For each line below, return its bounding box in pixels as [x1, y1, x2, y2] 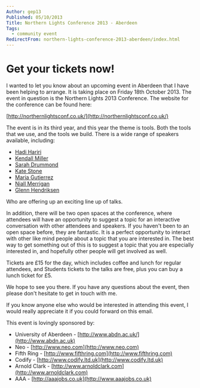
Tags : [6, 25, 20, 32]
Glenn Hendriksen [14, 186, 60, 193]
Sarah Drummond [14, 161, 59, 168]
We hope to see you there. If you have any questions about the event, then [6, 283, 190, 290]
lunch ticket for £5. [6, 272, 53, 279]
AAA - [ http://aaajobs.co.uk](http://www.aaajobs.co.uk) [14, 375, 152, 382]
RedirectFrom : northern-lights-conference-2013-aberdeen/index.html [6, 36, 180, 42]
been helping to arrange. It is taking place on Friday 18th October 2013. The [6, 88, 192, 96]
